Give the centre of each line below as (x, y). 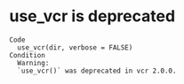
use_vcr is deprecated (92, 16)
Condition (28, 55)
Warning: (33, 63)
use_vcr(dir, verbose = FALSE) (75, 47)
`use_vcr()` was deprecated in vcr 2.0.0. (97, 71)
